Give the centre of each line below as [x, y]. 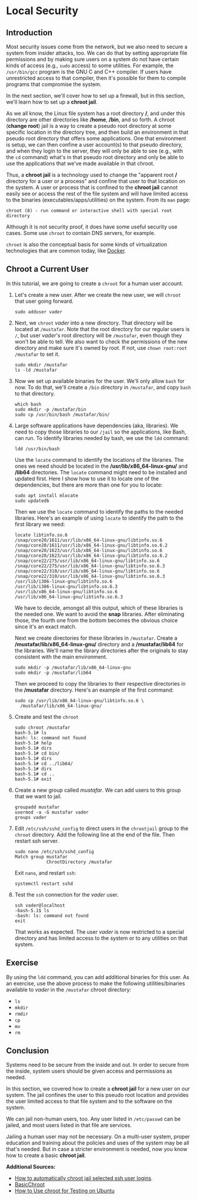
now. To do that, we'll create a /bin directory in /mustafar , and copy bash [103, 387]
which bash [28, 404]
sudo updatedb [32, 501]
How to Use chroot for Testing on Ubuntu [64, 1191]
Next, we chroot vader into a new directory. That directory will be [94, 323]
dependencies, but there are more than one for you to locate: [89, 485]
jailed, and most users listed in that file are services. [69, 1125]
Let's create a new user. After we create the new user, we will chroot [98, 295]
